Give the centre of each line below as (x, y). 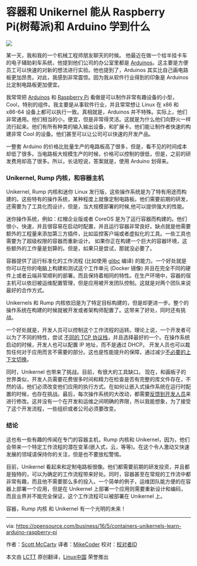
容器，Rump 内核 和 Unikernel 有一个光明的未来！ (66, 508)
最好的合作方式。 (27, 290)
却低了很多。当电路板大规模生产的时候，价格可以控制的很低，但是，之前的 (96, 154)
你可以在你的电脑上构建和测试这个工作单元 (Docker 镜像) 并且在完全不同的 (96, 268)
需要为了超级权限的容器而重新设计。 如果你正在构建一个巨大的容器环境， (94, 241)
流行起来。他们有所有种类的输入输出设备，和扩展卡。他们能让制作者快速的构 (98, 126)
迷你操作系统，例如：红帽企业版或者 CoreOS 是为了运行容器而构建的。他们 (97, 219)
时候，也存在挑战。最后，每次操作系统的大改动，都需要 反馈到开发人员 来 (103, 394)
